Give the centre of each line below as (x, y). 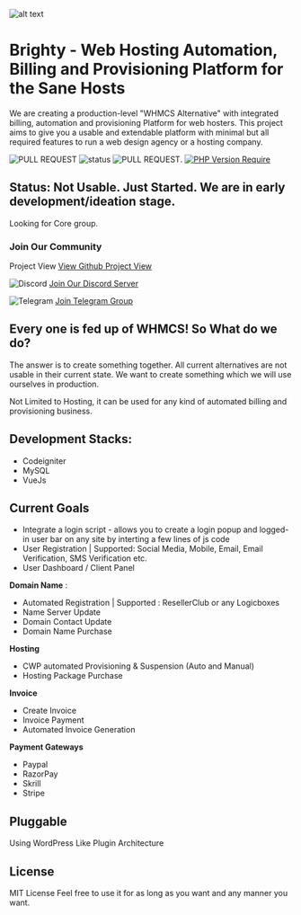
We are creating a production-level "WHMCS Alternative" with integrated (144, 113)
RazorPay (40, 774)
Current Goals (49, 508)
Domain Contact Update (67, 622)
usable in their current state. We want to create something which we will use (150, 374)
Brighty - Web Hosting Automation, (144, 50)
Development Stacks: (71, 439)
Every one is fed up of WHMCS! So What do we (143, 329)
